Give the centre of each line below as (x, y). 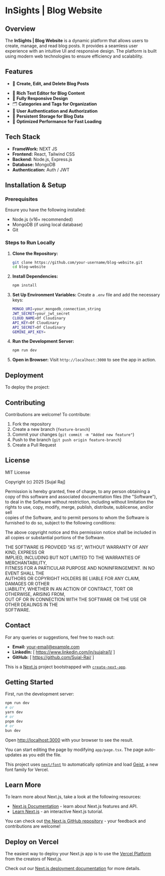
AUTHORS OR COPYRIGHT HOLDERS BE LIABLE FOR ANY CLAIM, (73, 578)
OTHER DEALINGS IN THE (32, 604)
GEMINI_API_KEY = (29, 332)
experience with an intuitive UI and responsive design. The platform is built (81, 51)
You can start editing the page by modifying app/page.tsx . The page (74, 749)
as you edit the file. (42, 755)
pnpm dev (14, 721)
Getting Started (29, 682)
